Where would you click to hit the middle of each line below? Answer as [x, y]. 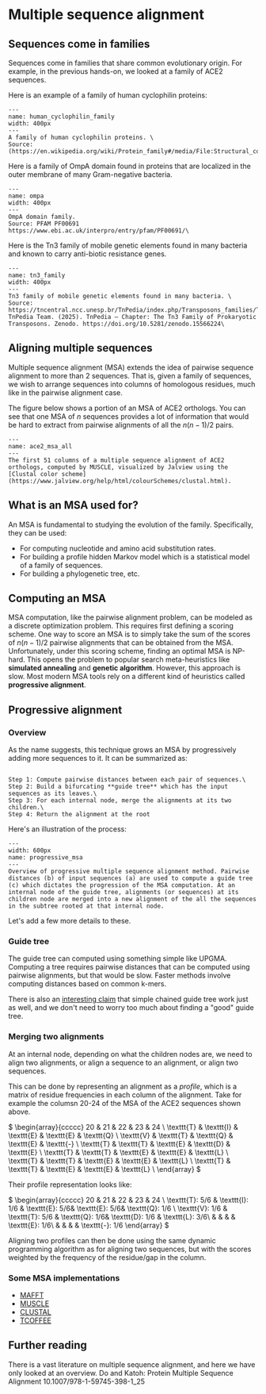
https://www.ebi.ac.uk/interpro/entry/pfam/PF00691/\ [99, 231]
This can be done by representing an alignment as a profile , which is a [123, 1086]
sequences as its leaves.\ [53, 794]
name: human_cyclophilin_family [61, 117]
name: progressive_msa [46, 858]
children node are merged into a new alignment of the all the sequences [133, 899]
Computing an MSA [57, 599]
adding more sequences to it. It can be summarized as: [98, 758]
